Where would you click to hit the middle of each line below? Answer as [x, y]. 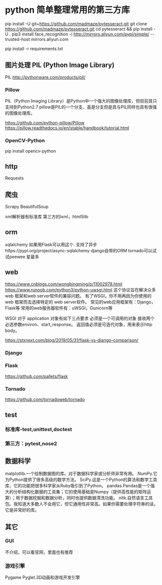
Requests [15, 178]
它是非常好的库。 [22, 510]
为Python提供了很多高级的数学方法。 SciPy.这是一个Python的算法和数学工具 [81, 480]
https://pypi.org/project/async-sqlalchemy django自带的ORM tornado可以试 [81, 250]
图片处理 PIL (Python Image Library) [60, 65]
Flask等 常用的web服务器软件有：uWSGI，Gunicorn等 [59, 308]
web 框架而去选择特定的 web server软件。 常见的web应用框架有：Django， [81, 302]
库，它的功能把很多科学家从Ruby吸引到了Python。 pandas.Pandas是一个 [78, 486]
